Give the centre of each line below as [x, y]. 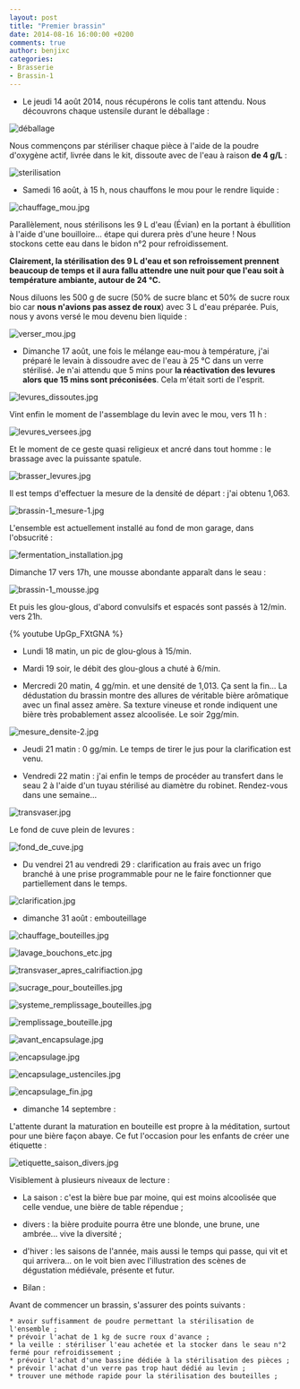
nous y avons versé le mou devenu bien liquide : [98, 316]
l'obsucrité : [31, 537]
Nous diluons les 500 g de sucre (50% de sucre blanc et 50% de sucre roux [150, 297]
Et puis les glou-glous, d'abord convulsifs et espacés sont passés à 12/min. [148, 606]
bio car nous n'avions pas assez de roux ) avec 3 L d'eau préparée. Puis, [144, 306]
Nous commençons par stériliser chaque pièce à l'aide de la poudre [134, 145]
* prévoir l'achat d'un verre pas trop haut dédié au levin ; [128, 1368]
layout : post [34, 17]
